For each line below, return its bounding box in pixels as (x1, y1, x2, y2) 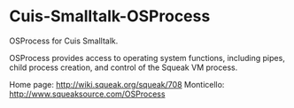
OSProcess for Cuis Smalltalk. (9, 35, 119, 46)
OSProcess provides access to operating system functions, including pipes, (9, 52, 285, 63)
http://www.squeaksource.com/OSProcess (9, 89, 166, 99)
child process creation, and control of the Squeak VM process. (9, 62, 238, 73)
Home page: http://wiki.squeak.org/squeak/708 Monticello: (9, 79, 225, 89)
